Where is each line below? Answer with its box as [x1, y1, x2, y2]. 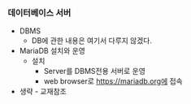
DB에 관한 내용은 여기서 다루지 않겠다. [31, 36, 152, 45]
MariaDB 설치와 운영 [19, 46, 86, 56]
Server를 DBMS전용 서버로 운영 [43, 67, 145, 76]
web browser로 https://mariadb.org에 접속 [43, 76, 184, 86]
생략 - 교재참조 [19, 87, 67, 97]
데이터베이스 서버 [7, 6, 72, 18]
